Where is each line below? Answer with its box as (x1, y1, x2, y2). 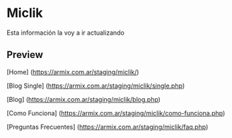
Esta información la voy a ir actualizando (6, 28, 124, 37)
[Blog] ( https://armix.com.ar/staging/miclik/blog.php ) (6, 95, 161, 103)
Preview (6, 49, 44, 61)
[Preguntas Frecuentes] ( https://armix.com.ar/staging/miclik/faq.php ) (6, 122, 209, 131)
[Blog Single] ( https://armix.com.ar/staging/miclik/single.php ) (6, 81, 185, 90)
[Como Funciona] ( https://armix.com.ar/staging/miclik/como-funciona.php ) (6, 108, 226, 117)
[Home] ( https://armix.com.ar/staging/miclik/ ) (6, 67, 139, 76)
